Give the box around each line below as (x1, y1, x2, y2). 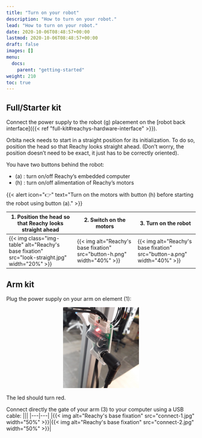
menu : (6, 54, 20, 60)
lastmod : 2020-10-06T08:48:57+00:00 (6, 35, 98, 42)
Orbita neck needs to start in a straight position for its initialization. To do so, (6, 137, 195, 144)
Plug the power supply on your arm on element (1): (6, 295, 132, 303)
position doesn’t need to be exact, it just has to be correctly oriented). (6, 149, 179, 156)
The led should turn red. (6, 394, 66, 401)
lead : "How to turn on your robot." (6, 22, 98, 28)
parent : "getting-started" (17, 67, 85, 73)
